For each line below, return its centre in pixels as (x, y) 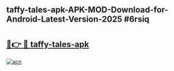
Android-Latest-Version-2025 (64, 20)
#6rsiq (137, 20)
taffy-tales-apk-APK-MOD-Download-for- (87, 10)
